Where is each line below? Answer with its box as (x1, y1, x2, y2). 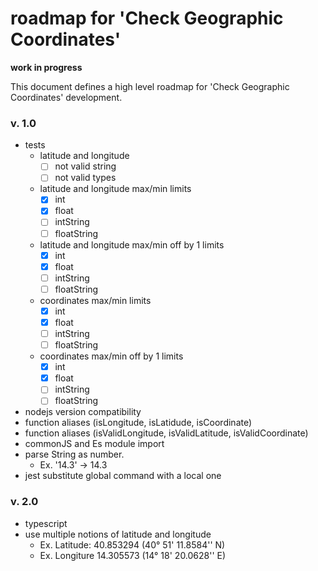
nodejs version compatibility (24, 406, 142, 418)
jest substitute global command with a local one (24, 470, 222, 482)
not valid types (54, 172, 117, 184)
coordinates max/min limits (39, 294, 152, 306)
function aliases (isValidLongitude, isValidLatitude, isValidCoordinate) (24, 427, 309, 439)
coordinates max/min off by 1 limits (39, 350, 184, 362)
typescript (24, 517, 68, 529)
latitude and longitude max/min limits (39, 183, 192, 195)
